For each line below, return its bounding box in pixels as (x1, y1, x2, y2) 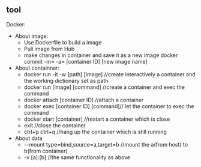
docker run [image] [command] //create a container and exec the (23, 83, 185, 91)
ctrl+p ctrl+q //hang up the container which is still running (23, 128, 167, 135)
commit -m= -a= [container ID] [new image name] (23, 58, 148, 65)
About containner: (14, 64, 60, 71)
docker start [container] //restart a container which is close (23, 115, 170, 123)
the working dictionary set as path (23, 77, 109, 84)
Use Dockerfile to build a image (23, 38, 102, 46)
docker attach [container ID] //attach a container (23, 96, 144, 103)
